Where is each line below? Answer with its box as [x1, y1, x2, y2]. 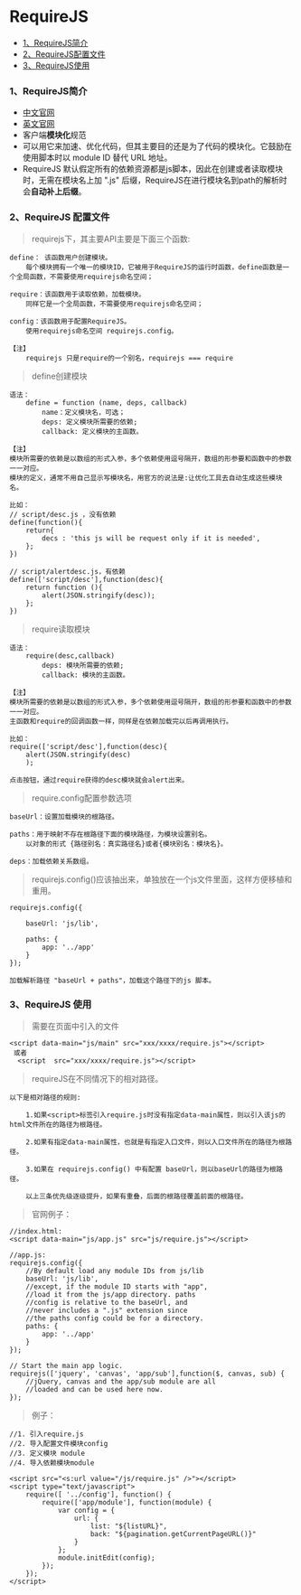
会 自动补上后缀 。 [22, 186, 87, 197]
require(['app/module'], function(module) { [42, 1497, 212, 1506]
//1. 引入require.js [9, 1430, 84, 1439]
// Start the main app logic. [9, 1361, 124, 1370]
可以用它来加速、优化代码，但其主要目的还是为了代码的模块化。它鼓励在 [22, 141, 292, 152]
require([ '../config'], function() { [25, 1489, 172, 1499]
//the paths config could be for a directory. [25, 1313, 204, 1323]
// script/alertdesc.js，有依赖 [9, 567, 127, 576]
